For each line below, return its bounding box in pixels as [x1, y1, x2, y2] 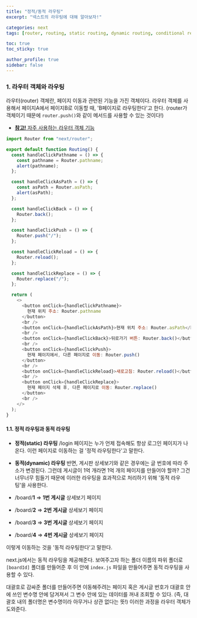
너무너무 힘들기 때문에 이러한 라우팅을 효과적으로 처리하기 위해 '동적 [14, 474, 170, 481]
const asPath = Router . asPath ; [16, 184, 93, 191]
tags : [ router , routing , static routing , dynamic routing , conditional [6, 30, 185, 36]
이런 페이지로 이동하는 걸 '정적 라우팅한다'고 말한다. [27, 447, 145, 454]
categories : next [6, 25, 49, 31]
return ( [11, 292, 33, 298]
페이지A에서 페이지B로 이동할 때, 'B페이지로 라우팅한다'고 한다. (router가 [21, 104, 188, 112]
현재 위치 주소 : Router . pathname [27, 308, 101, 314]
